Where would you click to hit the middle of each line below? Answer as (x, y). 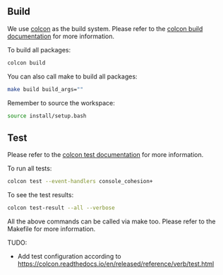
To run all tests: (30, 168)
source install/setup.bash (47, 116)
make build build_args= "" (45, 89)
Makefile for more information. (52, 229)
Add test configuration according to (69, 256)
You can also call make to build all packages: (72, 76)
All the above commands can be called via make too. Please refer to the (111, 221)
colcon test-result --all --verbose (61, 208)
